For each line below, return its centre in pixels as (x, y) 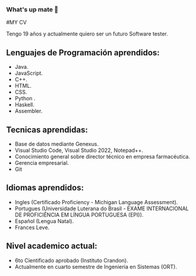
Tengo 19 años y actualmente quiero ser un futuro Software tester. (87, 34)
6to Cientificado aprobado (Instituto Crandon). (72, 260)
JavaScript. (29, 73)
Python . (25, 99)
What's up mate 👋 (32, 9)
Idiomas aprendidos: (45, 188)
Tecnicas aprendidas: (47, 130)
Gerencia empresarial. (42, 163)
